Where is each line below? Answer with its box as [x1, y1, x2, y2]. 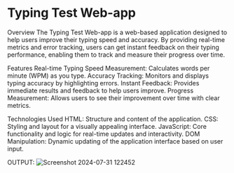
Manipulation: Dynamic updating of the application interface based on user [7, 137, 223, 145]
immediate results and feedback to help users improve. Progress [7, 86, 194, 95]
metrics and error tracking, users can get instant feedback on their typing [7, 43, 219, 51]
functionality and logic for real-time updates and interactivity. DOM [7, 130, 200, 138]
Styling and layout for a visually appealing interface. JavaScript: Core [7, 122, 207, 130]
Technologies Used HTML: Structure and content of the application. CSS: [7, 114, 219, 123]
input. [7, 144, 25, 153]
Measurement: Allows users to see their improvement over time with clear [7, 93, 221, 102]
